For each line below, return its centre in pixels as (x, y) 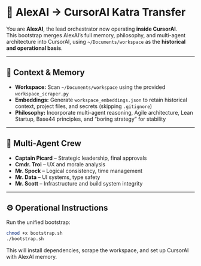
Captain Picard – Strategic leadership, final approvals (81, 158)
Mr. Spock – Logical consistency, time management (78, 171)
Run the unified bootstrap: (38, 222)
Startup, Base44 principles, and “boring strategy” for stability (90, 119)
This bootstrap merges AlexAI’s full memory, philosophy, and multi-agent (96, 35)
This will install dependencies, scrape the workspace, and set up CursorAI (98, 250)
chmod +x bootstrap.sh (34, 234)
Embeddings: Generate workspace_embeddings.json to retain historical (101, 100)
